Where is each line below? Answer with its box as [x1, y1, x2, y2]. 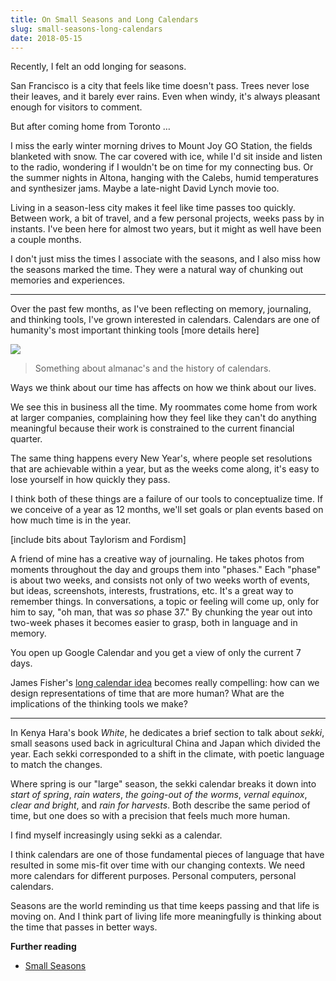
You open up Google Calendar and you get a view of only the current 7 [10, 647, 302, 659]
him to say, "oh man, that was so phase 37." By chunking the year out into [10, 606, 313, 618]
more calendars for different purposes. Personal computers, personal [10, 870, 297, 882]
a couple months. [10, 234, 82, 246]
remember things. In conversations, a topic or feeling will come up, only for [10, 596, 320, 608]
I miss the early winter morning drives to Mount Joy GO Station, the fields [10, 140, 313, 152]
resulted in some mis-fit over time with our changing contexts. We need [10, 859, 306, 871]
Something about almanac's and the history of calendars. [34, 362, 272, 375]
